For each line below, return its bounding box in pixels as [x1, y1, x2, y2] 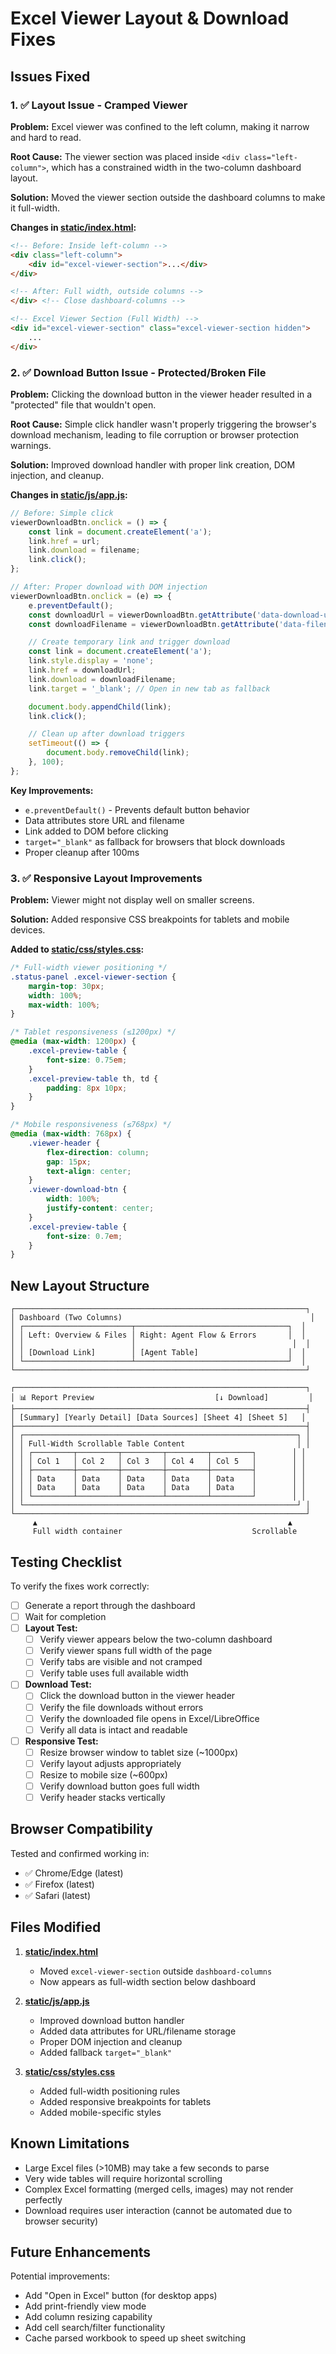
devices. [10, 924, 46, 936]
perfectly [24, 2193, 63, 2206]
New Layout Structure [10, 1277, 150, 1294]
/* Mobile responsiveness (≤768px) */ [10, 1120, 172, 1130]
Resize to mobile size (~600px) [39, 1768, 168, 1781]
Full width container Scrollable [32, 1527, 298, 1537]
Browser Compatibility [10, 1821, 153, 1838]
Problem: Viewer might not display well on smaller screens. [10, 894, 255, 906]
